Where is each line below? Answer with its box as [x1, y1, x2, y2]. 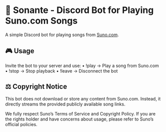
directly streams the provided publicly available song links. [5, 101, 126, 107]
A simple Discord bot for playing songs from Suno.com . [5, 31, 119, 37]
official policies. [5, 121, 37, 127]
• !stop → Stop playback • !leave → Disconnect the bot [5, 67, 118, 74]
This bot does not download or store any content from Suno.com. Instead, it [5, 95, 161, 101]
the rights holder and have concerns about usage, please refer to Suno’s [5, 116, 154, 122]
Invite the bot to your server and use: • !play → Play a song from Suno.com [5, 62, 159, 68]
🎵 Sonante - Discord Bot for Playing [5, 4, 154, 16]
